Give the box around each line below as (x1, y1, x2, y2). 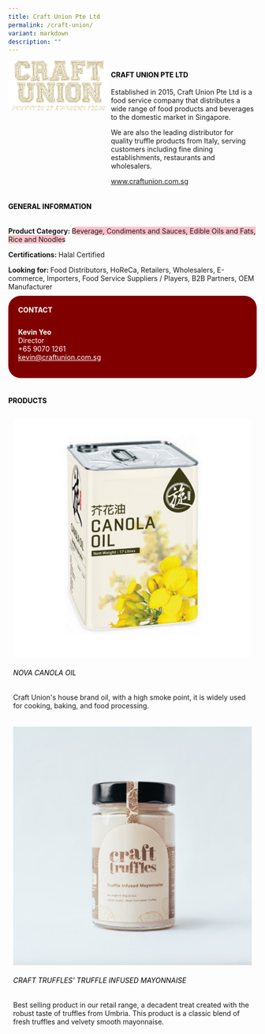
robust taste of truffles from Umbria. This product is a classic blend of (13, 1008, 241, 1017)
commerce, (8, 273, 46, 283)
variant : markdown (8, 29, 69, 37)
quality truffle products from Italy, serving (110, 136, 246, 146)
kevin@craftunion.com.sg (18, 353, 102, 362)
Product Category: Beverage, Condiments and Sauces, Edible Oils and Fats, (8, 226, 256, 236)
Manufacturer (8, 282, 53, 291)
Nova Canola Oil (13, 668, 77, 678)
